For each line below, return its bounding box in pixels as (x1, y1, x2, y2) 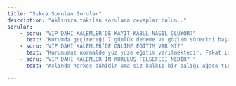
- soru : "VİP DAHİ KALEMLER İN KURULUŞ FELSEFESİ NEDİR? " (20, 56, 197, 63)
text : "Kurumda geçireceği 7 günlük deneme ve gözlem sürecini (25, 36, 216, 43)
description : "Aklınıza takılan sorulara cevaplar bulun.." (7, 17, 188, 24)
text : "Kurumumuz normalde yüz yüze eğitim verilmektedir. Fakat (25, 50, 221, 57)
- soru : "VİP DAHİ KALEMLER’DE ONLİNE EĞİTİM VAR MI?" (20, 43, 184, 50)
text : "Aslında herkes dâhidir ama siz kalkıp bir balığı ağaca (25, 62, 218, 69)
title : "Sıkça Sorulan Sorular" (7, 10, 102, 17)
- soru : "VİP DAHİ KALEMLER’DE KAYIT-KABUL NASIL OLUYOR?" (20, 29, 197, 37)
